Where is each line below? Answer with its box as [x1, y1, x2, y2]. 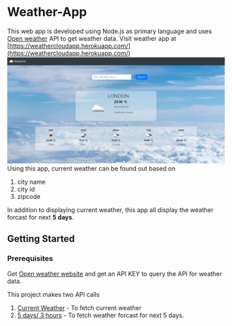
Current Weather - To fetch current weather [17, 303, 142, 311]
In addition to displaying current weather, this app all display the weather [7, 206, 214, 214]
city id [17, 185, 35, 193]
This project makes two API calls [7, 290, 100, 298]
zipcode [17, 193, 41, 201]
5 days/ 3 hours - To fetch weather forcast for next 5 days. [17, 311, 184, 319]
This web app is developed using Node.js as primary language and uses [7, 27, 212, 35]
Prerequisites [7, 253, 53, 263]
